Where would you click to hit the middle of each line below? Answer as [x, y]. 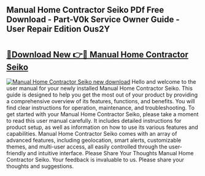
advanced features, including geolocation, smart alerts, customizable [94, 140]
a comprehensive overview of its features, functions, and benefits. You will [101, 101]
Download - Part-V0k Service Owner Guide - [93, 20]
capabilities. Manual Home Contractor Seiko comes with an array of [92, 134]
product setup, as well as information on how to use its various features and [102, 127]
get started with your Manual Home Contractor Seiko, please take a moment [102, 114]
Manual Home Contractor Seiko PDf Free [85, 10]
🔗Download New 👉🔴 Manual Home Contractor [97, 54]
